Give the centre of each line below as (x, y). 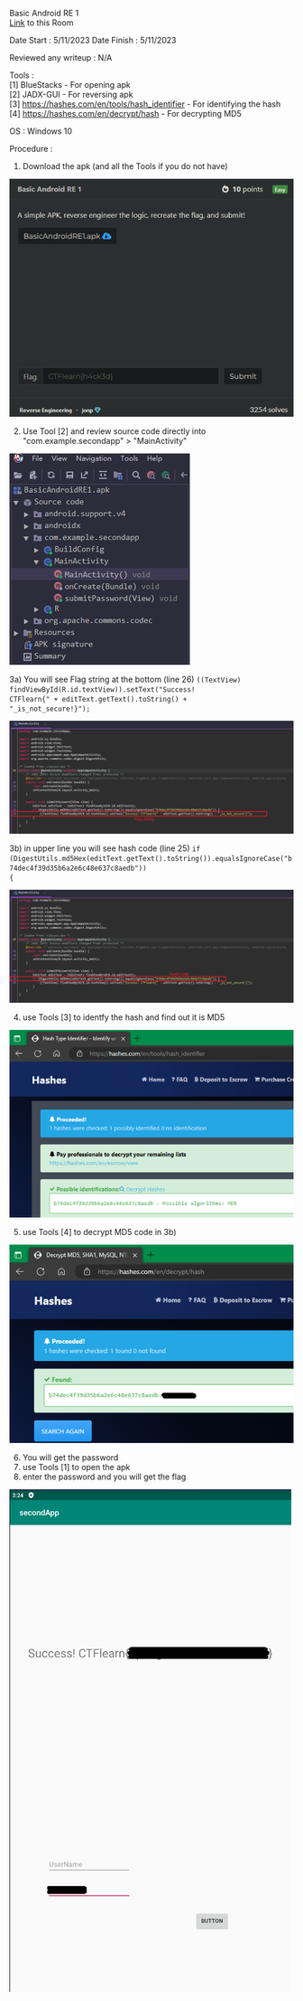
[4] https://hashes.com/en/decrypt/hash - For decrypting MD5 (125, 113)
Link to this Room (41, 23)
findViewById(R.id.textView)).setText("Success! (102, 690)
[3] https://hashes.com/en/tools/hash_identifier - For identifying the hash (145, 104)
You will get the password (70, 1457)
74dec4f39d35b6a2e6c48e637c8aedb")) (78, 868)
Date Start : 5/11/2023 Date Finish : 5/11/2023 (93, 40)
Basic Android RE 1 (44, 13)
